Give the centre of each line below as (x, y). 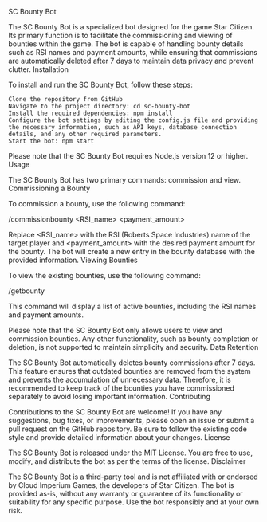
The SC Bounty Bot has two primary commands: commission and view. (125, 180)
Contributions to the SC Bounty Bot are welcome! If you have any (115, 412)
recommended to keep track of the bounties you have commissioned (122, 388)
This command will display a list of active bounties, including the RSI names (132, 306)
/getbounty (27, 291)
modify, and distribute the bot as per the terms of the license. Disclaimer (127, 461)
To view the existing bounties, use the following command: (104, 275)
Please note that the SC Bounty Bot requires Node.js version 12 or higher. (128, 156)
